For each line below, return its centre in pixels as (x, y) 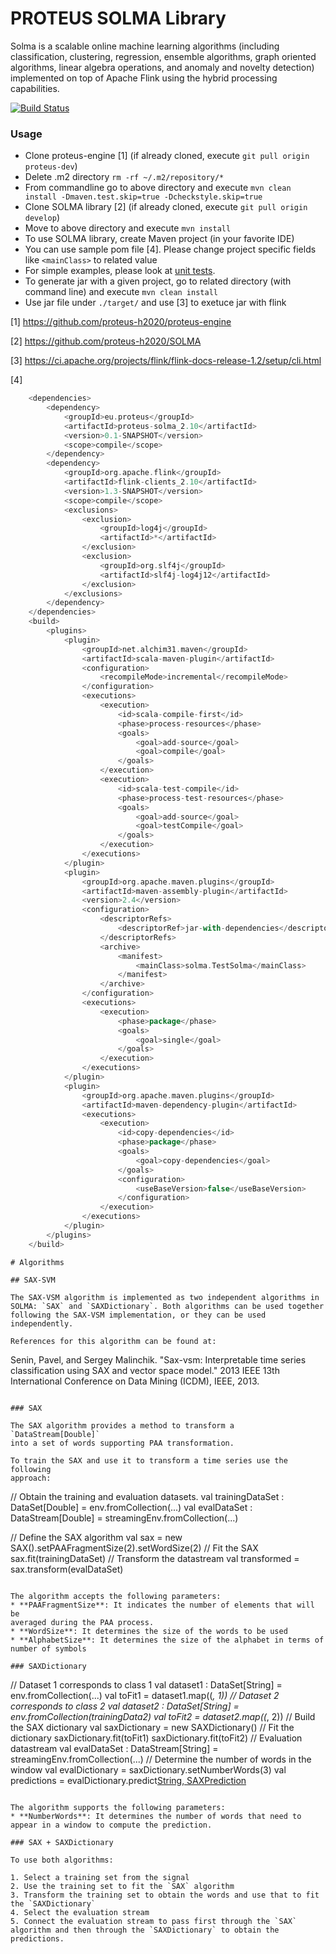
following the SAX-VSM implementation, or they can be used (138, 1315)
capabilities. (35, 88)
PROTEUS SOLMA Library (118, 18)
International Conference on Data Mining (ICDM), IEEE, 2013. (135, 1381)
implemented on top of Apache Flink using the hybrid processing (144, 78)
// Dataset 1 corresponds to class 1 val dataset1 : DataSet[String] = (146, 1684)
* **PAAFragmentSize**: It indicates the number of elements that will (162, 1605)
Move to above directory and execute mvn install (128, 228)
